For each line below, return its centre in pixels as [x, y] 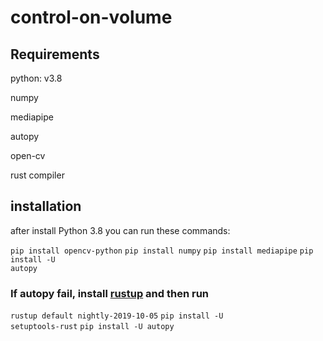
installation [46, 206]
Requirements [55, 54]
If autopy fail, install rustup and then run [110, 293]
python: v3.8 [36, 78]
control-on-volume [91, 17]
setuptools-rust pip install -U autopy [92, 327]
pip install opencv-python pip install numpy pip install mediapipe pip [162, 251]
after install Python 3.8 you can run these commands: [120, 230]
